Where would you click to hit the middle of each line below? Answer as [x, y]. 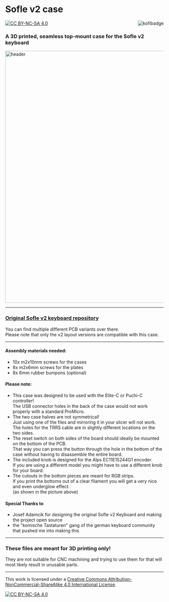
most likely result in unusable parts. [42, 565]
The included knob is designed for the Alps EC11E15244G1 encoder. [82, 459]
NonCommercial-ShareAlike [34, 585]
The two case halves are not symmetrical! [56, 416]
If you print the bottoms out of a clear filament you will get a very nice [84, 481]
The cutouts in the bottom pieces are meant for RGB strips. [73, 475]
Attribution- [120, 579]
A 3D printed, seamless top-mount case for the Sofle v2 [75, 36]
